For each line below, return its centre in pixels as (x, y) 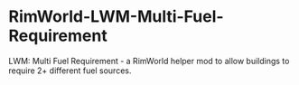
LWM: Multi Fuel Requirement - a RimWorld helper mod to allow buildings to (149, 61)
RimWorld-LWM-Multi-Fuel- (116, 17)
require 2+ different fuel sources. (70, 71)
